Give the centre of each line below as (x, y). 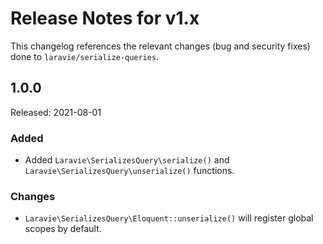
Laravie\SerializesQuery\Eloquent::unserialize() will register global (169, 218)
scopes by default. (63, 229)
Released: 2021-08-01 (56, 112)
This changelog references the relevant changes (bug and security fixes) (160, 46)
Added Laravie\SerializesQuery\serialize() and (127, 160)
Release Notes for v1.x (105, 18)
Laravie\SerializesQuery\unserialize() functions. (129, 171)
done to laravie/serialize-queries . (85, 56)
